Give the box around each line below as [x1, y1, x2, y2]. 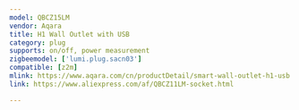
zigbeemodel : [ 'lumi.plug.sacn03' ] [9, 55, 142, 63]
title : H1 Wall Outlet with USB [9, 30, 130, 38]
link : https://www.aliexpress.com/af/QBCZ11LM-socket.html [9, 80, 235, 89]
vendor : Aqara [9, 21, 63, 30]
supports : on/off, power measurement [9, 47, 150, 55]
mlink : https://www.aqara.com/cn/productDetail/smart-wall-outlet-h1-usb [9, 72, 291, 80]
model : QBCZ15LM [9, 13, 70, 22]
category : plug [9, 38, 66, 47]
